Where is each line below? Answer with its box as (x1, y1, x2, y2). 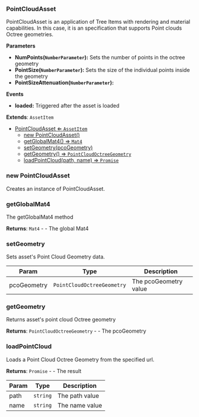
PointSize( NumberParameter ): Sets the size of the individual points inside (14, 67, 190, 74)
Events (6, 91, 24, 98)
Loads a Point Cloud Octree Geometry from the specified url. (6, 356, 155, 363)
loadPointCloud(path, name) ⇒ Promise (23, 157, 119, 164)
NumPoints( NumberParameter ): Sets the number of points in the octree (14, 54, 185, 61)
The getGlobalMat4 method (6, 213, 74, 220)
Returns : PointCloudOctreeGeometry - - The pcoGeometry (6, 327, 146, 334)
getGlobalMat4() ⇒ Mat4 (23, 138, 83, 145)
